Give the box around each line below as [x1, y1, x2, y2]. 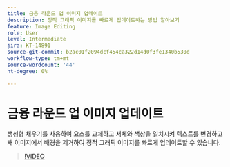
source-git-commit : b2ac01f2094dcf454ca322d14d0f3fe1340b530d [7, 49, 190, 56]
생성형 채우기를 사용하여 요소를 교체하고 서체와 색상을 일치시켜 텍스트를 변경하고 [7, 130, 223, 138]
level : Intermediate [7, 36, 67, 43]
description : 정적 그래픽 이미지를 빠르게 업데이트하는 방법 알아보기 [7, 17, 180, 23]
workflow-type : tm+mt [7, 55, 70, 62]
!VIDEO [23, 153, 45, 161]
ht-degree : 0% [7, 68, 48, 75]
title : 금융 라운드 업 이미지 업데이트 [7, 10, 103, 17]
